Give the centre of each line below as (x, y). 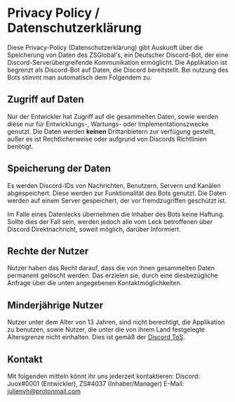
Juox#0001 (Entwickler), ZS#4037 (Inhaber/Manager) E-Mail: (96, 384)
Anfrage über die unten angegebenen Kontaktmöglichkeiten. (95, 283)
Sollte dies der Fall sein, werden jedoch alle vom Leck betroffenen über (110, 221)
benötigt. (20, 146)
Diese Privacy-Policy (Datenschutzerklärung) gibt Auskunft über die (105, 47)
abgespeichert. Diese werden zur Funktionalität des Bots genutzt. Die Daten (117, 193)
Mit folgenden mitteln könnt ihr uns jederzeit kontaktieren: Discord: (103, 376)
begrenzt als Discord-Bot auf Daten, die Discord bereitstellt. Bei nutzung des (118, 70)
